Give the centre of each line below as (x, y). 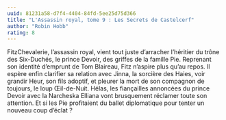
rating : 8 (21, 33)
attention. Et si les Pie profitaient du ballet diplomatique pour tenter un (106, 103)
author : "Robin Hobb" (38, 26)
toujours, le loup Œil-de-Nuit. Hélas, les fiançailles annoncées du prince (109, 88)
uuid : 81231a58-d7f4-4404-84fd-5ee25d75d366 (72, 13)
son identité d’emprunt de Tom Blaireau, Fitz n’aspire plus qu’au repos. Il (109, 67)
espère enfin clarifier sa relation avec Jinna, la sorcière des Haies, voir (106, 74)
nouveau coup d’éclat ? (40, 110)
